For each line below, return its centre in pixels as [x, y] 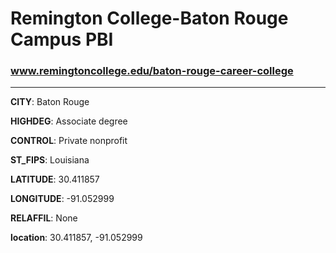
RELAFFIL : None [44, 218]
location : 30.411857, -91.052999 [76, 238]
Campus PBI [62, 39]
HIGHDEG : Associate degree [69, 121]
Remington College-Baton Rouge [149, 18]
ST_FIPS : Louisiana [50, 160]
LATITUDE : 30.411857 [55, 179]
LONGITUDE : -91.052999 [62, 199]
